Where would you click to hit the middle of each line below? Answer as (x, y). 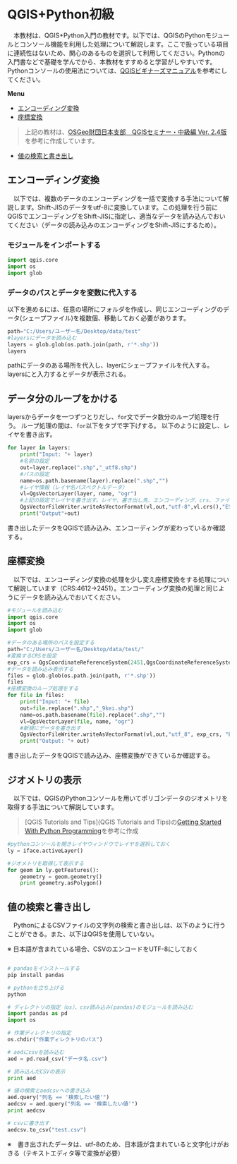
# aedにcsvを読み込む (36, 1052)
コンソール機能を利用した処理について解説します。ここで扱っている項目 (124, 44)
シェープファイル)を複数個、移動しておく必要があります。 (106, 317)
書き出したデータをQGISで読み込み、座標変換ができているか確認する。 (110, 756)
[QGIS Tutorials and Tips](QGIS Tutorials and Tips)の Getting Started (123, 822)
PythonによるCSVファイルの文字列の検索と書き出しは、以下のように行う (119, 926)
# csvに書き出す (29, 1123)
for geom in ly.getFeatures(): (53, 870)
